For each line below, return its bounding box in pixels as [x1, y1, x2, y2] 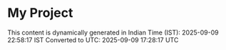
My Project [7, 5, 73, 21]
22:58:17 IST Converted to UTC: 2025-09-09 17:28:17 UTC [7, 35, 179, 44]
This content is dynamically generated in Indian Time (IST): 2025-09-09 [7, 28, 219, 37]
